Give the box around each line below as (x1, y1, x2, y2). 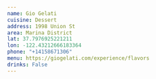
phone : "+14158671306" (7, 49, 72, 56)
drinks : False (7, 61, 48, 68)
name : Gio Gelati (7, 10, 57, 17)
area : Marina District (7, 29, 72, 36)
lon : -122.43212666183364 (7, 42, 81, 49)
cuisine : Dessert (7, 16, 57, 23)
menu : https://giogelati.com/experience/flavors (7, 55, 150, 62)
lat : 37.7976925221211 (7, 36, 72, 43)
